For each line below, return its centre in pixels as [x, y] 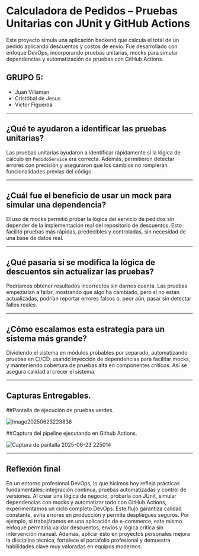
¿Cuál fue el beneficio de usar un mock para [89, 195]
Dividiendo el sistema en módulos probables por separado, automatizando [97, 353]
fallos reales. [22, 305]
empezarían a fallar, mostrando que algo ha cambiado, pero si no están [93, 292]
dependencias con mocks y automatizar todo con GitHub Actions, [86, 502]
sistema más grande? [46, 338]
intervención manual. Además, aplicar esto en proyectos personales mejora [98, 533]
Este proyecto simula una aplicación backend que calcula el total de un [93, 40]
